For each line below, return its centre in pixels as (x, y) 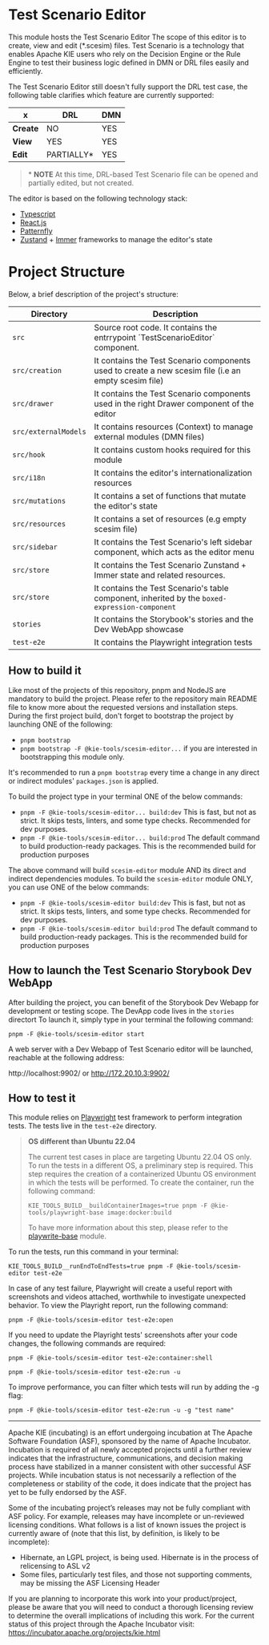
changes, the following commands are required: (87, 1343)
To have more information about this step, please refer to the (128, 1228)
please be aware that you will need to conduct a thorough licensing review (131, 1607)
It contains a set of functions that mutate (170, 496)
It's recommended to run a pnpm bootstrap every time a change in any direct (134, 772)
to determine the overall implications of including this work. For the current (131, 1616)
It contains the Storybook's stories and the (174, 619)
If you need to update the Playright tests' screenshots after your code (123, 1335)
